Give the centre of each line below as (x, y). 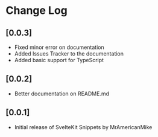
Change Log (36, 11)
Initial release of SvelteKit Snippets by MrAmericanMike (83, 127)
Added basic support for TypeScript (59, 60)
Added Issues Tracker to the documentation (69, 54)
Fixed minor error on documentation (59, 47)
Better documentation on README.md (62, 94)
